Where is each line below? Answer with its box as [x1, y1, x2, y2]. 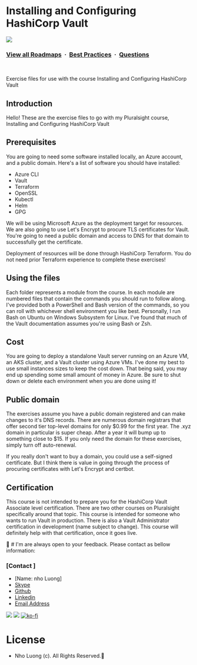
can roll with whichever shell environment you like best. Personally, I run [6, 307, 181, 314]
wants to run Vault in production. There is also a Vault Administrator [6, 517, 170, 524]
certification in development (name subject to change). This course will [6, 523, 179, 530]
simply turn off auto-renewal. [6, 441, 77, 448]
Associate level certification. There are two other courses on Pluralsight [6, 504, 180, 511]
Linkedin [14, 594, 36, 601]
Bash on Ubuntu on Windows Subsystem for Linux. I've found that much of [6, 314, 187, 321]
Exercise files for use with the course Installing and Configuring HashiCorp [6, 75, 187, 82]
